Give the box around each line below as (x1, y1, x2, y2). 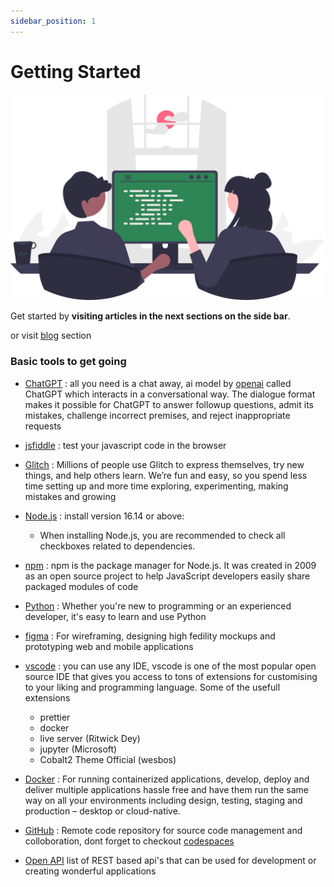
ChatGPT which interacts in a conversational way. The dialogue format (24, 388, 316, 400)
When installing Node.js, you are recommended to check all (39, 529, 286, 541)
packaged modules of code (24, 580, 139, 592)
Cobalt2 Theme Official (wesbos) (39, 753, 177, 765)
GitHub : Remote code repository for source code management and (24, 824, 303, 836)
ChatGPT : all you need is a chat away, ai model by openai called (24, 377, 292, 389)
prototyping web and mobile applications (24, 640, 194, 652)
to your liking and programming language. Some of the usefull (24, 681, 281, 693)
